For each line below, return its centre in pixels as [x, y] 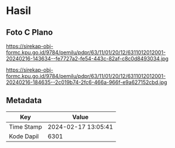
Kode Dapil [24, 136]
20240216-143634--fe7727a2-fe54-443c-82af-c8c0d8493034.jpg [87, 59]
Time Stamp [26, 126]
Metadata [24, 101]
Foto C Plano [29, 32]
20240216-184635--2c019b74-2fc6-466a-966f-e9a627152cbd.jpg [87, 82]
